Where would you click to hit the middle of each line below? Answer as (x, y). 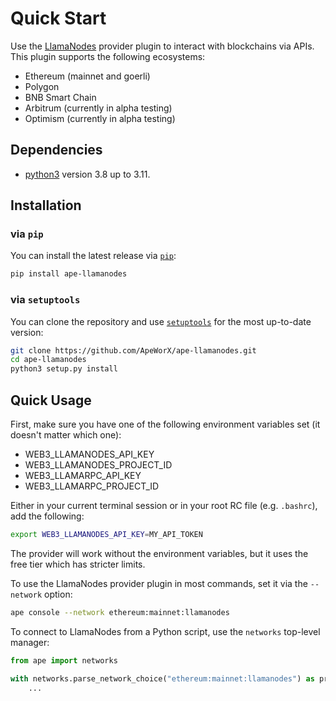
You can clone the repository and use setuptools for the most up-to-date (161, 321)
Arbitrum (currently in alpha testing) (98, 108)
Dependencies (56, 150)
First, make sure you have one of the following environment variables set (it (165, 424)
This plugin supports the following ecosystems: (108, 56)
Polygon (42, 86)
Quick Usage (51, 400)
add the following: (47, 516)
